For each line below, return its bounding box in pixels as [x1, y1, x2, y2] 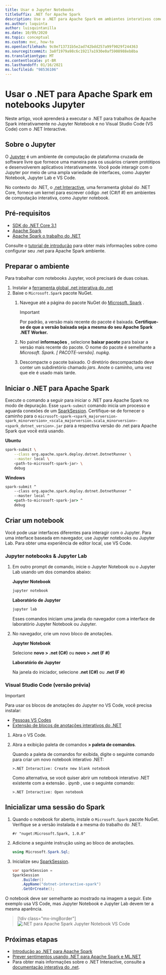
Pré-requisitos [5, 209, 51, 218]
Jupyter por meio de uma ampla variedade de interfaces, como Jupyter [5, 169, 151, 175]
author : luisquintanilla [5, 26, 56, 31]
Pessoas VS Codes [12, 717, 51, 723]
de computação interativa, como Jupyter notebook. [5, 194, 110, 201]
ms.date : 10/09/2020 [5, 30, 48, 35]
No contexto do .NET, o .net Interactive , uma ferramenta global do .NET [5, 184, 151, 190]
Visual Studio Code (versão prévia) [5, 681, 90, 688]
